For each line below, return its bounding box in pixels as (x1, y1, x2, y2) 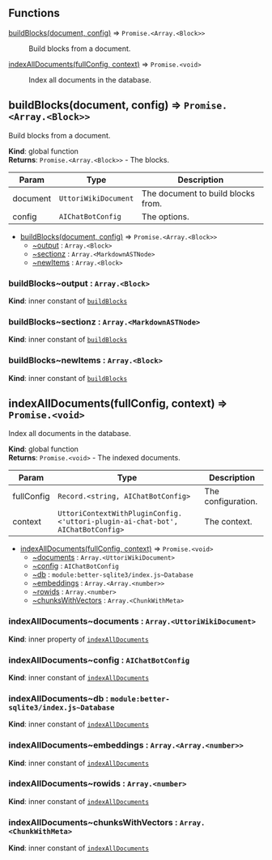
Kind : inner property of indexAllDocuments (8, 634, 149, 644)
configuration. (204, 496, 258, 507)
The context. (204, 516, 253, 527)
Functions (8, 6, 61, 20)
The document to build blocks (141, 188, 255, 199)
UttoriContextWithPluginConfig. (57, 509, 183, 519)
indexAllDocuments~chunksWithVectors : (8, 816, 178, 828)
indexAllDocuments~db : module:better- (8, 693, 170, 704)
